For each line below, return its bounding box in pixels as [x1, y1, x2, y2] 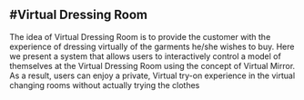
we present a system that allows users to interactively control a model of [9, 50, 282, 62]
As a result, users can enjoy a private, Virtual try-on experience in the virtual [9, 70, 296, 81]
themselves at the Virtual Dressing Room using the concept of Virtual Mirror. [9, 60, 296, 71]
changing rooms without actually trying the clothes [9, 79, 200, 90]
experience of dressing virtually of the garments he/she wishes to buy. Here [9, 41, 295, 52]
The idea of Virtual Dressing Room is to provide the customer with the [9, 31, 271, 42]
